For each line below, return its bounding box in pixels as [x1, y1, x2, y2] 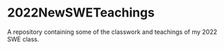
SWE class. [7, 35, 40, 43]
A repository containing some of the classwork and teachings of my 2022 [7, 28, 217, 36]
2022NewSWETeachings [7, 5, 155, 21]
